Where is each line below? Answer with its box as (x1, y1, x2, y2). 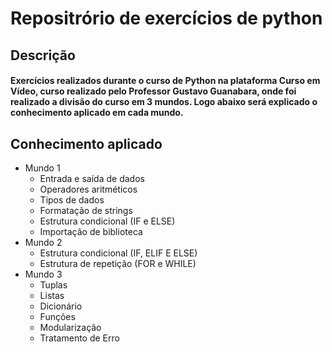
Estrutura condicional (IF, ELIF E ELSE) (39, 247, 198, 259)
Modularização (39, 321, 102, 333)
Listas (39, 289, 65, 301)
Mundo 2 (24, 236, 63, 248)
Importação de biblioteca (39, 225, 143, 237)
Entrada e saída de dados (39, 172, 145, 184)
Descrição (10, 47, 76, 64)
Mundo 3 (24, 268, 63, 280)
